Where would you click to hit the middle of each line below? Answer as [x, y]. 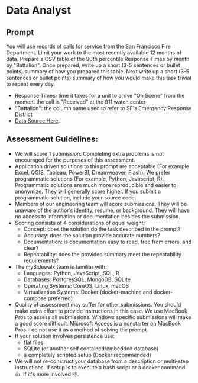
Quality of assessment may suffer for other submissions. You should [98, 304]
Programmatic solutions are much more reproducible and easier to [95, 185]
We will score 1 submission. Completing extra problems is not [89, 153]
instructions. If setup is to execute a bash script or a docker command [100, 367]
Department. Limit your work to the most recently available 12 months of [94, 53]
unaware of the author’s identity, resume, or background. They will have [102, 210]
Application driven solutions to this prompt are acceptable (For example [102, 166]
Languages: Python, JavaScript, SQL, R [71, 273]
